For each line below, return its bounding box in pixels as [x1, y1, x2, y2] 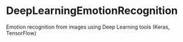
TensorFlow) [6, 29, 37, 36]
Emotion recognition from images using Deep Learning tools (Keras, [6, 23, 170, 30]
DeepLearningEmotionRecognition [6, 4, 178, 17]
